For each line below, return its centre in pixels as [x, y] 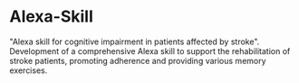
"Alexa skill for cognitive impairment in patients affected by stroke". [135, 41]
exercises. [29, 70]
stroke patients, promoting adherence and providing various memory [138, 60]
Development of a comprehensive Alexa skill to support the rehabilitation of [150, 51]
